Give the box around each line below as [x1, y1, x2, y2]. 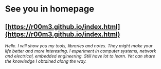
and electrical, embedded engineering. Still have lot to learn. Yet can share [5, 53, 156, 59]
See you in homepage [5, 3, 94, 14]
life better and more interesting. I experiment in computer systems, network [5, 48, 157, 54]
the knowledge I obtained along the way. [5, 58, 87, 64]
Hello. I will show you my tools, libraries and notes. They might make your [5, 43, 153, 49]
